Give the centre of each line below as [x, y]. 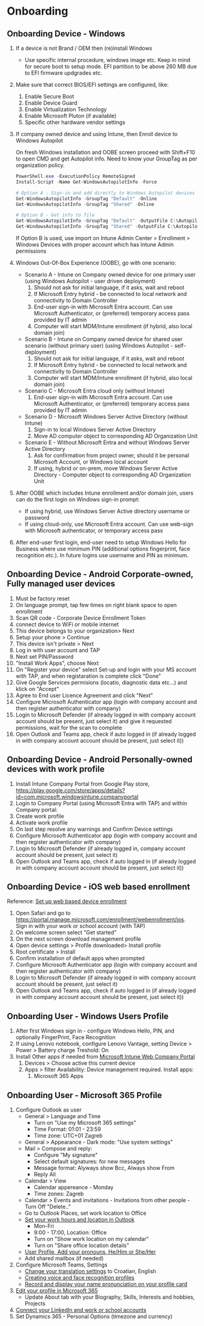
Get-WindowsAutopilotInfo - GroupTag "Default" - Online [86, 199]
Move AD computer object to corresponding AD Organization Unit [116, 436]
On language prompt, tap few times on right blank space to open [96, 605]
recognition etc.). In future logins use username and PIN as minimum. [102, 555]
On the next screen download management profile [78, 939]
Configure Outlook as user [48, 1110]
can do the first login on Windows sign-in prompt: [77, 499]
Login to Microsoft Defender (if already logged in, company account [100, 848]
